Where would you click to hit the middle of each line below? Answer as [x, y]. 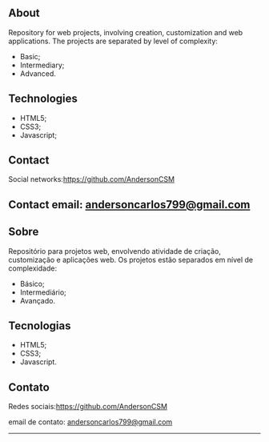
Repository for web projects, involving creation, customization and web [126, 32]
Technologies [43, 99]
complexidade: [33, 268]
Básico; [32, 283]
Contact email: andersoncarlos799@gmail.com [129, 205]
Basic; [30, 56]
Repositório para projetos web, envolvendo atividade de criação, [115, 251]
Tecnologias [40, 326]
